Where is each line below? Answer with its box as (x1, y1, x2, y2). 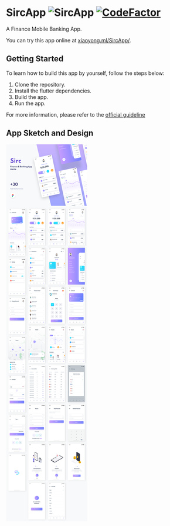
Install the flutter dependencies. (14, 87, 92, 94)
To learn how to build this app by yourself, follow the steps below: (6, 70, 165, 77)
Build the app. (14, 93, 49, 100)
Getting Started (6, 54, 64, 64)
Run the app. (14, 100, 46, 107)
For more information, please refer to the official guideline (6, 111, 145, 118)
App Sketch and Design (6, 128, 94, 138)
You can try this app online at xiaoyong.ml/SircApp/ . (6, 37, 131, 44)
